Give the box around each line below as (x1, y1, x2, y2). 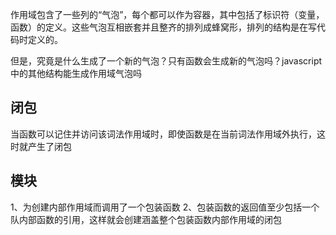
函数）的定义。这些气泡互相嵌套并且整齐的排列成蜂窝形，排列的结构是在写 (10, 21, 317, 33)
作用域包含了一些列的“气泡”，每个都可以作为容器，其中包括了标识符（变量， (10, 9, 325, 20)
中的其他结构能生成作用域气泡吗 (10, 68, 142, 79)
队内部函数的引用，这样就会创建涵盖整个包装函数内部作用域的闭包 (10, 213, 282, 225)
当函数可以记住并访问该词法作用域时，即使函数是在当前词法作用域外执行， (10, 128, 317, 140)
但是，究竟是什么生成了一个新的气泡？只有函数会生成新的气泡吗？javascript (10, 55, 323, 67)
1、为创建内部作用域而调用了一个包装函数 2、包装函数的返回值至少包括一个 (10, 201, 320, 213)
